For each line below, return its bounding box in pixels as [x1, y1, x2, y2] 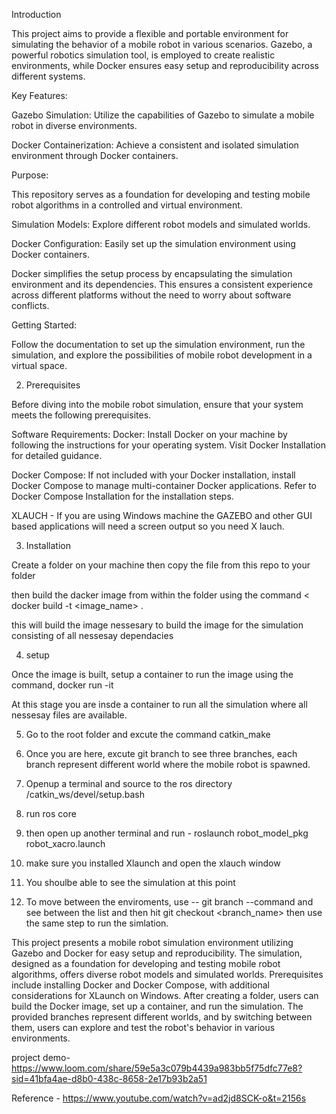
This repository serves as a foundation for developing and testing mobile [11, 189, 311, 200]
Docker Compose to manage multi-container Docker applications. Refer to [11, 480, 318, 491]
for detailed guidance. [11, 450, 103, 461]
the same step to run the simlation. [25, 917, 169, 929]
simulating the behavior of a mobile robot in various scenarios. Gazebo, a [11, 39, 313, 50]
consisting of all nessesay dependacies [11, 630, 174, 641]
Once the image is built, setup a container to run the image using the [11, 669, 294, 680]
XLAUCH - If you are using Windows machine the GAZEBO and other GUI [11, 510, 313, 521]
